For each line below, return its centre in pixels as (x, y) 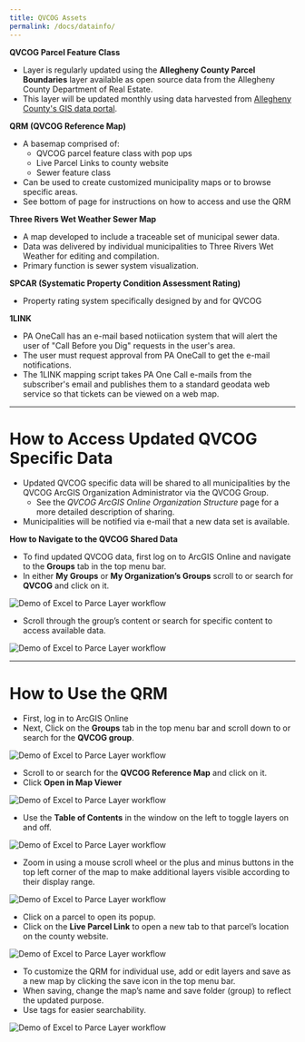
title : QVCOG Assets (49, 18)
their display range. (59, 882)
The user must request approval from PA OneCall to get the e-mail (146, 355)
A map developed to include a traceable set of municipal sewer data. (151, 236)
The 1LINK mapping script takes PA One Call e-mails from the (137, 374)
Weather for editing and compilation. (91, 256)
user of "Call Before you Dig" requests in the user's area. (129, 345)
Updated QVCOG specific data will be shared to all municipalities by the (156, 483)
